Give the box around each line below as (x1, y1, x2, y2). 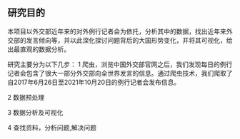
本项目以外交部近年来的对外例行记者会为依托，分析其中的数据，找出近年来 (7, 27, 226, 36)
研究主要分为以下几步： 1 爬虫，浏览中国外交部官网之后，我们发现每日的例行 (7, 60, 233, 68)
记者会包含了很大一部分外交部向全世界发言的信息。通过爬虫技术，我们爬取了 (7, 68, 233, 77)
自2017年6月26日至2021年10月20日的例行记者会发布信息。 (7, 78, 181, 86)
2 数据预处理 (7, 93, 45, 101)
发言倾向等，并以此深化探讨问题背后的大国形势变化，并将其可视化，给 (26, 36, 233, 44)
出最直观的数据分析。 (7, 45, 70, 53)
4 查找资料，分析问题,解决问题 (7, 123, 97, 132)
